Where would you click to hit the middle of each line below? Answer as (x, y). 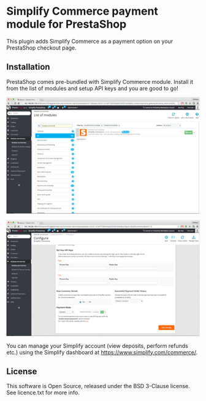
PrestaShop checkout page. (41, 48)
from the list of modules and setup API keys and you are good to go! (93, 88)
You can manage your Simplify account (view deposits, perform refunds (97, 346)
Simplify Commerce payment (82, 11)
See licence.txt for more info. (43, 392)
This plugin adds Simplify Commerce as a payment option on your (90, 41)
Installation (28, 67)
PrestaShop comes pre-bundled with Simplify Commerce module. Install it (100, 81)
